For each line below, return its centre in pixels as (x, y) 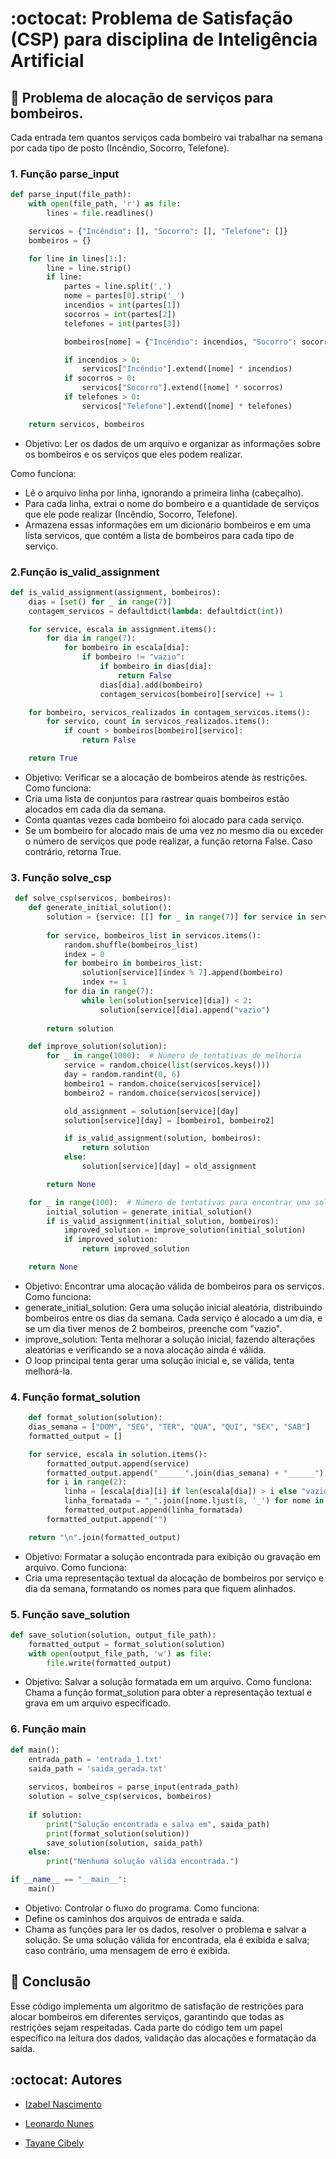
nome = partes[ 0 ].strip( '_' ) (124, 296)
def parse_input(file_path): (71, 195)
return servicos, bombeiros (86, 424)
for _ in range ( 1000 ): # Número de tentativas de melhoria (174, 1056)
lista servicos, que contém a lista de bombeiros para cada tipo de (159, 535)
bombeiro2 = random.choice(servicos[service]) (162, 1093)
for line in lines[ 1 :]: (78, 258)
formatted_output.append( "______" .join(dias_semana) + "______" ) (185, 1473)
